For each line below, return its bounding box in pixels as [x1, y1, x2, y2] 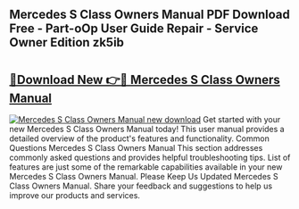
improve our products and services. [9, 190, 141, 200]
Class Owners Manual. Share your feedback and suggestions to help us [9, 180, 273, 191]
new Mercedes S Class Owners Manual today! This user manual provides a [9, 124, 285, 134]
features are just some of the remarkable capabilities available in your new [9, 162, 283, 172]
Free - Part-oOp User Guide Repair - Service [9, 21, 259, 37]
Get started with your [202, 114, 281, 124]
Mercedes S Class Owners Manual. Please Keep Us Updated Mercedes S [9, 171, 278, 181]
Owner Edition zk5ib [9, 35, 125, 50]
